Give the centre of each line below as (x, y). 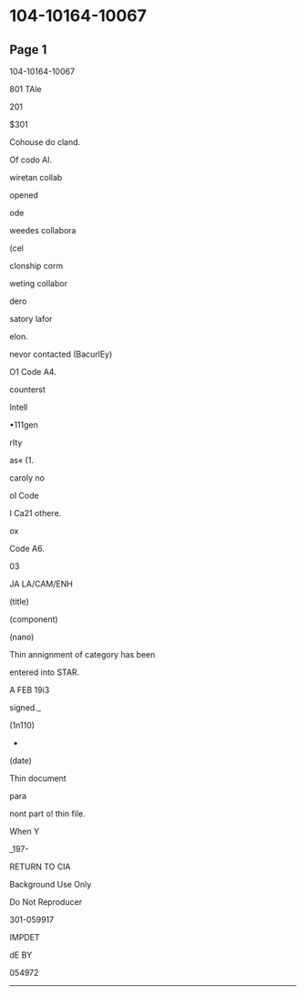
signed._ (25, 707)
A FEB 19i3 (30, 690)
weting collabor (39, 283)
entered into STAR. (45, 672)
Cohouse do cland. (45, 142)
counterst (27, 389)
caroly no (27, 478)
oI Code (24, 495)
